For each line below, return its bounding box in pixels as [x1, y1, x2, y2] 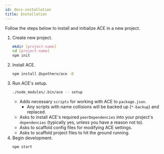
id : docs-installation [5, 7, 51, 12]
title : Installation [5, 12, 47, 17]
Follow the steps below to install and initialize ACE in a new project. [5, 25, 141, 31]
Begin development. [12, 135, 53, 141]
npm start [12, 144, 33, 149]
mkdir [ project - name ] [12, 44, 57, 49]
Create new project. [12, 35, 52, 41]
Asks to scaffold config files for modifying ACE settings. [19, 124, 133, 130]
